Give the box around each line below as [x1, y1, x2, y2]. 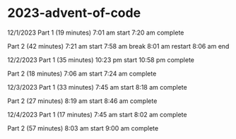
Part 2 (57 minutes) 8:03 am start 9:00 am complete [7, 123, 159, 132]
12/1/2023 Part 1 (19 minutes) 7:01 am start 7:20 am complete [7, 28, 184, 37]
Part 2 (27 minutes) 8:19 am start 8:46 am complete [7, 97, 158, 105]
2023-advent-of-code [7, 5, 141, 21]
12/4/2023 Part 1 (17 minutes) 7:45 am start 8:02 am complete [7, 110, 187, 119]
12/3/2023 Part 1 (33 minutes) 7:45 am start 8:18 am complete [7, 83, 187, 91]
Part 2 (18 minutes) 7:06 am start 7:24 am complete [7, 69, 157, 78]
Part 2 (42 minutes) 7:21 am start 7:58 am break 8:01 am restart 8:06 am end [7, 42, 230, 50]
